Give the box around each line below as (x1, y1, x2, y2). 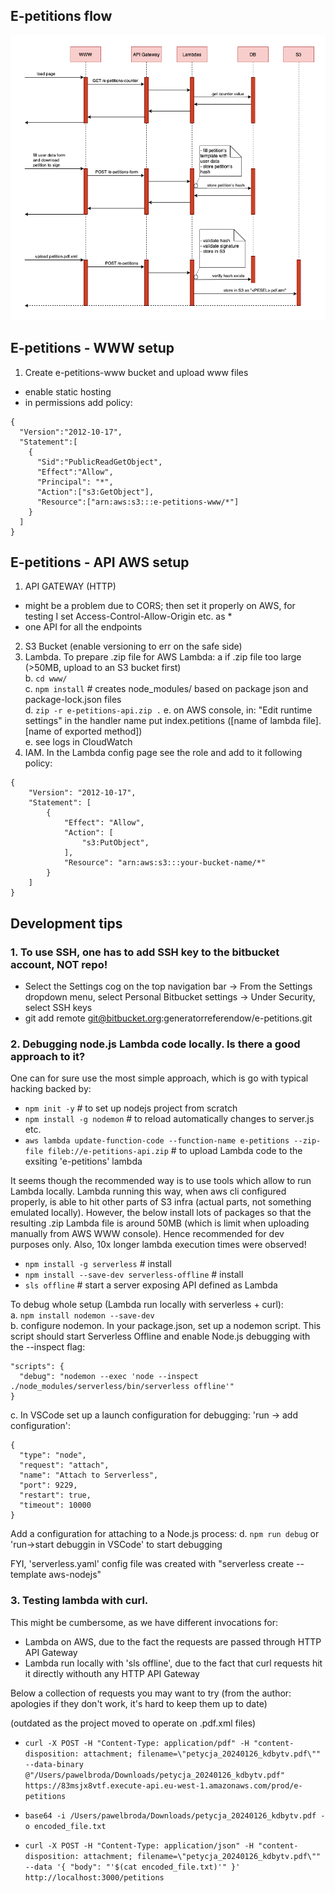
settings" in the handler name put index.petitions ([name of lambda (24, 715, 301, 727)
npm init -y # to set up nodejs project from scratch (24, 1102, 238, 1114)
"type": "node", (19, 1450, 87, 1461)
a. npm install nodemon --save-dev (10, 1309, 155, 1321)
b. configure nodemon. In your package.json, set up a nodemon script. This (10, 1320, 322, 1332)
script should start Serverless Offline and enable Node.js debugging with (10, 1330, 311, 1343)
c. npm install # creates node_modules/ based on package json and (24, 683, 309, 695)
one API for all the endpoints (24, 621, 143, 633)
